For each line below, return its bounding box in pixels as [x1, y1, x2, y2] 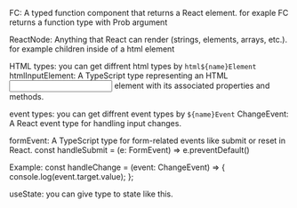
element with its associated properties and [114, 80, 270, 91]
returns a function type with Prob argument [9, 17, 168, 28]
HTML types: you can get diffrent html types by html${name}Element [9, 61, 257, 71]
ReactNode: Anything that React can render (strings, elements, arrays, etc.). [9, 35, 287, 44]
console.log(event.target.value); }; [9, 172, 134, 181]
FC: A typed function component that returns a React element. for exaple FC [9, 8, 289, 18]
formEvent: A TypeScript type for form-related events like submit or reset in [9, 135, 286, 146]
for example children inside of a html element [9, 44, 175, 54]
